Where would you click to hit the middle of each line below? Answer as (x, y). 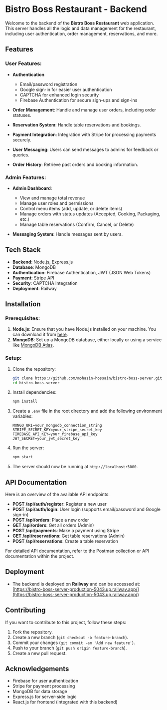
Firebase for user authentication (45, 681)
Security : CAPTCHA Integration (45, 283)
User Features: (23, 63)
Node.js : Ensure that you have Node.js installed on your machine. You (84, 329)
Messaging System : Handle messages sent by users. (68, 234)
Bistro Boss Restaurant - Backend (76, 9)
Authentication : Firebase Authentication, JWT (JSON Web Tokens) (82, 272)
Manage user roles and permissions (57, 203)
